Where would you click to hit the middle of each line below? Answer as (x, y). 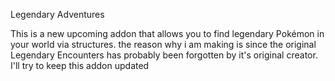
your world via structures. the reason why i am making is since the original (163, 44)
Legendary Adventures (57, 14)
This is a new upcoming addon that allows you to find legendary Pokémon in (167, 33)
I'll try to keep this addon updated (80, 65)
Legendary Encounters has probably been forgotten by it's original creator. (164, 55)
